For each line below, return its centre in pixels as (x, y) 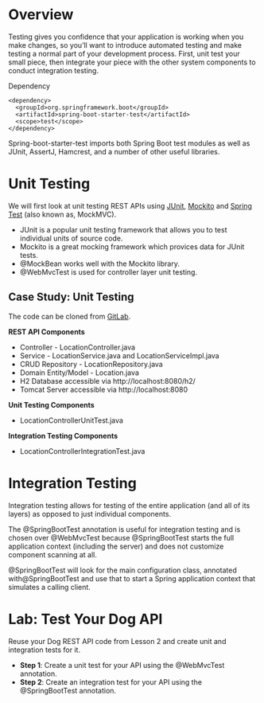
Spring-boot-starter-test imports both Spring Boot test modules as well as (129, 143)
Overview (41, 15)
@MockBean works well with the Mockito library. (100, 264)
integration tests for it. (45, 650)
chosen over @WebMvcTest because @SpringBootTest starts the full (121, 537)
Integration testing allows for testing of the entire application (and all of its (129, 505)
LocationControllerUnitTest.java (71, 420)
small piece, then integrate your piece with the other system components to (132, 62)
